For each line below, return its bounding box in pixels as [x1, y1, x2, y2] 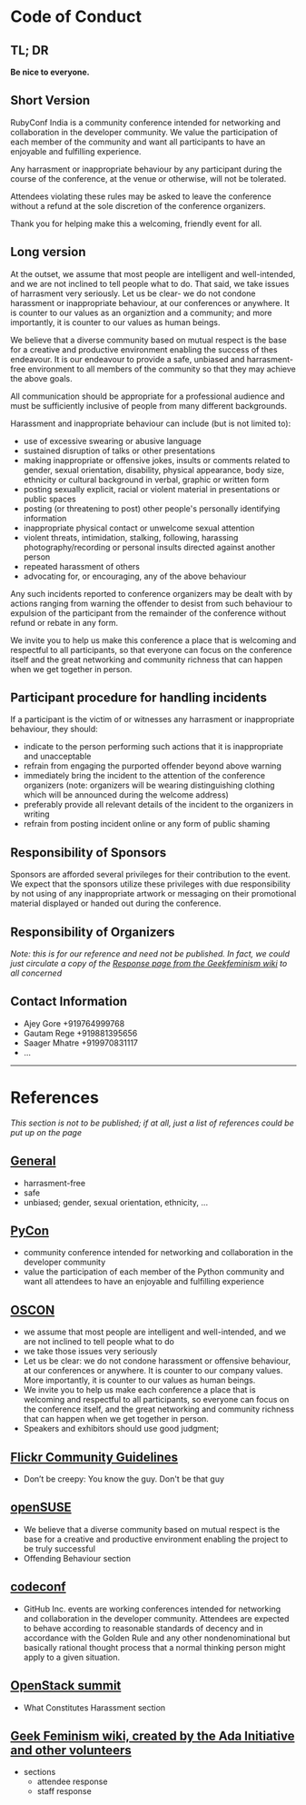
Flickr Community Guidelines [10, 1449, 179, 1464]
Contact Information [10, 994, 128, 1009]
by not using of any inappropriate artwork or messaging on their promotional [10, 888, 297, 899]
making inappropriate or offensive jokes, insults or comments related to [23, 454, 291, 465]
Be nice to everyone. [10, 66, 90, 77]
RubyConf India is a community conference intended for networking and [10, 116, 281, 128]
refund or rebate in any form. [10, 617, 119, 628]
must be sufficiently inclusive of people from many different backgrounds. [10, 400, 288, 411]
